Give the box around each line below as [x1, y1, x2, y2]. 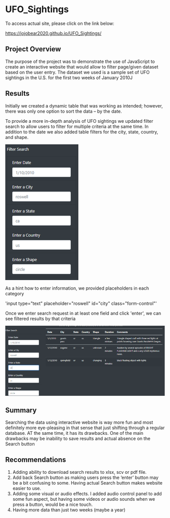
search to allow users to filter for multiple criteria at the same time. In [5, 123, 149, 129]
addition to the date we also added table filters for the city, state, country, [5, 128, 158, 135]
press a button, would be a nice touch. [12, 501, 93, 507]
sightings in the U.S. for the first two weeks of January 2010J [5, 75, 133, 81]
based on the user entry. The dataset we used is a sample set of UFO [5, 69, 150, 75]
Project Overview [5, 45, 61, 54]
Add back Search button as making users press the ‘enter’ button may [12, 474, 159, 480]
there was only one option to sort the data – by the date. [5, 108, 122, 114]
